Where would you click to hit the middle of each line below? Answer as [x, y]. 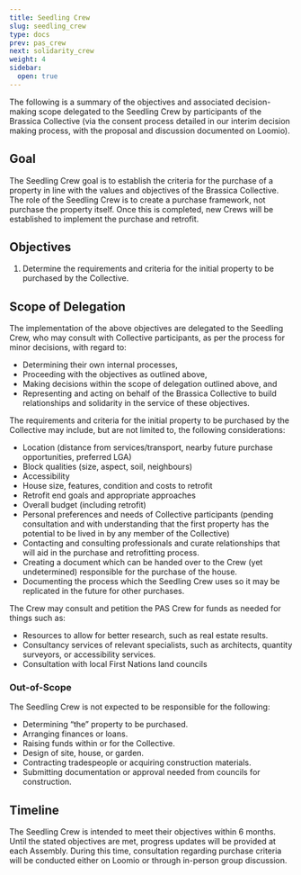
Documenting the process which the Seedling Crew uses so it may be [151, 582]
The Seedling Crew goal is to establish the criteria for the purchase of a [142, 180]
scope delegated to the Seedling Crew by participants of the [150, 111]
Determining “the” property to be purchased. [105, 725]
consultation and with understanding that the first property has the [146, 524]
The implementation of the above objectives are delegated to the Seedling [146, 329]
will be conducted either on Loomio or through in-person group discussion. [148, 861]
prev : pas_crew [38, 43]
